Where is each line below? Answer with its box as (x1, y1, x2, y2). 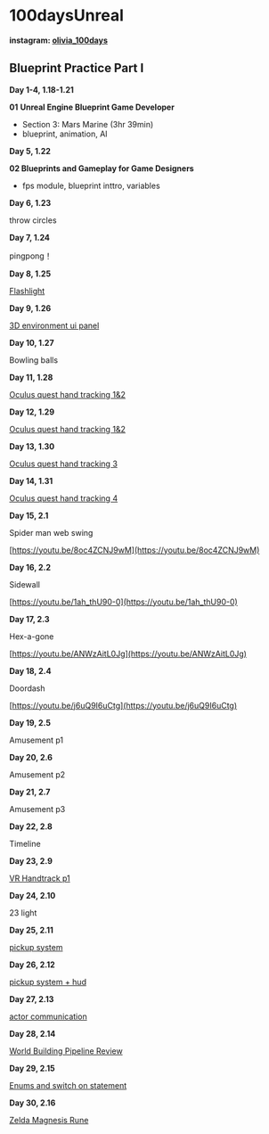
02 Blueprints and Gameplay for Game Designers (9, 162, 194, 174)
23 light (9, 907, 37, 918)
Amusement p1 (9, 735, 64, 745)
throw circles (9, 215, 57, 226)
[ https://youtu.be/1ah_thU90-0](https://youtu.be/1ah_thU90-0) (9, 596, 238, 607)
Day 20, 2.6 (9, 752, 53, 762)
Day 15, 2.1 (9, 510, 49, 521)
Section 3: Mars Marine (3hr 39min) (21, 119, 154, 129)
